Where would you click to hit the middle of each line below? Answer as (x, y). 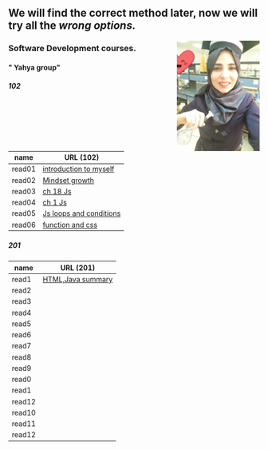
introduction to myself (79, 169)
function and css (70, 225)
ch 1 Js (55, 202)
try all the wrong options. (72, 26)
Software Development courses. (73, 49)
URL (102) (82, 157)
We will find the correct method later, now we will (133, 13)
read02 (24, 180)
